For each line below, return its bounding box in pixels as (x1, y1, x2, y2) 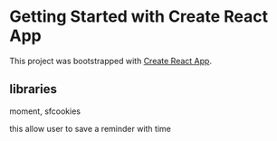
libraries (9, 81, 57, 97)
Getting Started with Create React (9, 6, 269, 27)
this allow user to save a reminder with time (9, 123, 172, 134)
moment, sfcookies (9, 106, 81, 117)
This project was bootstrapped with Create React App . (9, 55, 213, 66)
